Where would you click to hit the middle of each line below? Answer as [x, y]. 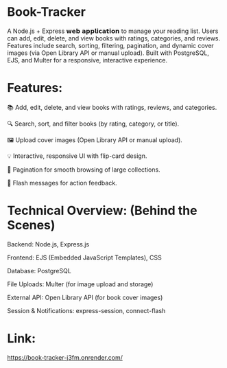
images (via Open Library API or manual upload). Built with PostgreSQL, [108, 53]
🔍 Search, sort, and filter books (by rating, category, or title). [93, 124]
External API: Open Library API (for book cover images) [85, 297]
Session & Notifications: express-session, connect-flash [86, 310]
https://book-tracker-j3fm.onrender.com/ [65, 357]
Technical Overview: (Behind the [102, 211]
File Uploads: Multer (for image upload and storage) [80, 284]
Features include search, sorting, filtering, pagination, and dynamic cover [110, 45]
